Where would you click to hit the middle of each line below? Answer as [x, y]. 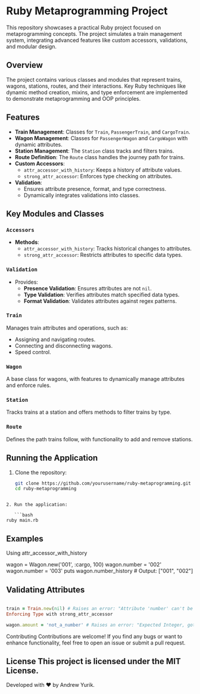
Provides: [26, 282]
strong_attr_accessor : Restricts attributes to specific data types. [103, 255]
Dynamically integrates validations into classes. [82, 195]
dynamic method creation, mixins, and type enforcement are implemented [97, 92]
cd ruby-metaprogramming [46, 489]
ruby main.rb [22, 520]
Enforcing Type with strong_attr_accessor [60, 614]
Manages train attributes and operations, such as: [67, 328]
